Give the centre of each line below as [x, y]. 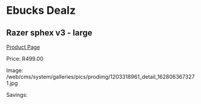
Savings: [17, 95]
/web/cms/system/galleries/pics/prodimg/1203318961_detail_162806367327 [100, 77]
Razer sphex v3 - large [49, 33]
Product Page [23, 47]
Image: [15, 70]
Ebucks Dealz [41, 11]
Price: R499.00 [25, 59]
